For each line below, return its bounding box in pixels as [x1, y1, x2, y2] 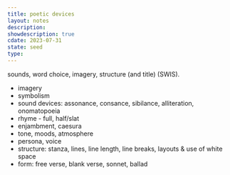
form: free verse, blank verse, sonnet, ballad [17, 159, 148, 168]
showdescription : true [7, 30, 75, 38]
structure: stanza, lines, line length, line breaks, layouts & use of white [17, 144, 223, 153]
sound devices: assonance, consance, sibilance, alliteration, [17, 99, 194, 107]
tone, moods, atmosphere [17, 129, 94, 138]
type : [7, 51, 23, 58]
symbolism [17, 91, 50, 100]
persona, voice [17, 136, 62, 145]
